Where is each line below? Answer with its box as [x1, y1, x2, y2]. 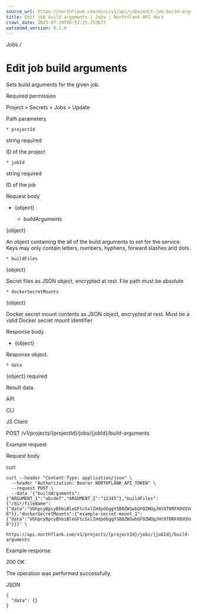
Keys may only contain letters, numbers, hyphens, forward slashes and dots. [6, 244, 191, 251]
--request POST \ [11, 485, 54, 491]
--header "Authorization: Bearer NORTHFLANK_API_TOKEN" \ [11, 480, 157, 486]
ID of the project [6, 148, 46, 156]
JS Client [6, 418, 28, 425]
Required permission [6, 92, 56, 100]
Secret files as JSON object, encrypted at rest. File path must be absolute [6, 277, 184, 285]
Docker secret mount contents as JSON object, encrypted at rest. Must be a [6, 311, 190, 318]
